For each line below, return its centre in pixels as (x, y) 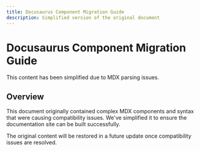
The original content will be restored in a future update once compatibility (99, 136)
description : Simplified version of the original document (83, 18)
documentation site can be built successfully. (63, 124)
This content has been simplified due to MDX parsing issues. (83, 77)
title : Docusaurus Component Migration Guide (65, 12)
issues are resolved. (31, 142)
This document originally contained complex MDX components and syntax (100, 111)
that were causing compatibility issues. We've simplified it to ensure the (97, 118)
